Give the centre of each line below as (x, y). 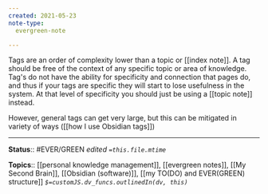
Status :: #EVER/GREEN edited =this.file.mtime (87, 149)
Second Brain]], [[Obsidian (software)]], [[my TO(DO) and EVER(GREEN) (127, 173)
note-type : (26, 23)
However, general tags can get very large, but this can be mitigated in (123, 118)
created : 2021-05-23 (43, 16)
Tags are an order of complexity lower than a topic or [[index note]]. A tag (129, 60)
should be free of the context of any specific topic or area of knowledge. (128, 69)
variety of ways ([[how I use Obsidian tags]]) (82, 127)
